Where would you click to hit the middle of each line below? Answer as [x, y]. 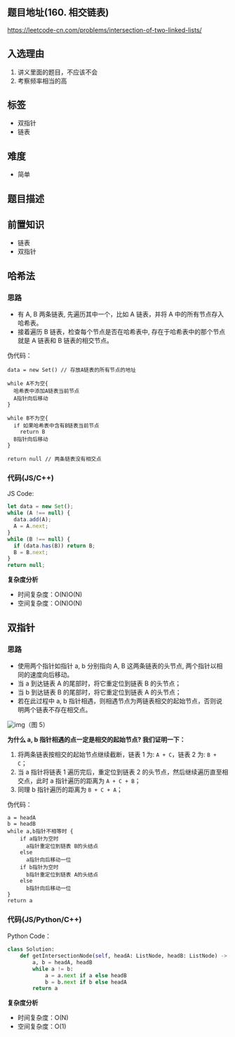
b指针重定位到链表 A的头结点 [62, 875]
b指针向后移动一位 [48, 888]
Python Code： [29, 936]
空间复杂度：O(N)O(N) [50, 603]
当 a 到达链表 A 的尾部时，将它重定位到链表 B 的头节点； [99, 683]
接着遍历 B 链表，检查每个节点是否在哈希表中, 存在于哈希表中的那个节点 [121, 332]
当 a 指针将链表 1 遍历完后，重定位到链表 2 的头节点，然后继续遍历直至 [120, 772]
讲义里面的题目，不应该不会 [58, 72]
